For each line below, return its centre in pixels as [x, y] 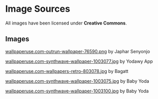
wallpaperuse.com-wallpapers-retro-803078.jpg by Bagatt [67, 71]
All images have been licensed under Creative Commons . [66, 23]
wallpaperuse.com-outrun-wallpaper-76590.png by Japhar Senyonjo [78, 51]
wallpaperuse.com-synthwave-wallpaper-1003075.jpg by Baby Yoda [77, 81]
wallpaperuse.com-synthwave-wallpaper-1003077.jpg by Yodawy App [79, 61]
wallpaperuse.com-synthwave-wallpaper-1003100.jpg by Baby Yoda [77, 91]
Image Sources [38, 9]
